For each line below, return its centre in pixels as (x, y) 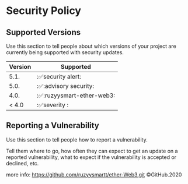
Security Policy (44, 11)
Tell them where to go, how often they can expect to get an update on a (92, 151)
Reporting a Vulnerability (53, 125)
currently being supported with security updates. (65, 52)
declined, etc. (22, 163)
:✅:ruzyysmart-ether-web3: (76, 95)
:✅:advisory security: (66, 86)
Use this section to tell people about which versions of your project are (91, 46)
